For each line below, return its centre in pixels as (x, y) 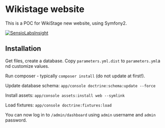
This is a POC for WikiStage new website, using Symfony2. (66, 23)
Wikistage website (45, 9)
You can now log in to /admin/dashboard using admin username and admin (80, 114)
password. (16, 120)
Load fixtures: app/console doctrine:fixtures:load (59, 105)
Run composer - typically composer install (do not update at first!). (75, 76)
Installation (23, 49)
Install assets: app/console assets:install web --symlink (65, 95)
